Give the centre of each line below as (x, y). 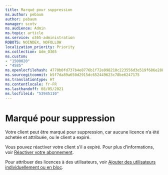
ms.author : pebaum (24, 14)
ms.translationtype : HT (30, 79)
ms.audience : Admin (25, 28)
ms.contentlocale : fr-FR (31, 84)
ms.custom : (16, 56)
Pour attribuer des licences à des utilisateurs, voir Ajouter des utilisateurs (80, 162)
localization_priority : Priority (40, 47)
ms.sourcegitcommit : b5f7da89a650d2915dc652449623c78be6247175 (72, 75)
